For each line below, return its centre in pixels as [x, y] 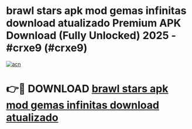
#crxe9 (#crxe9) [47, 48]
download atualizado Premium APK [94, 23]
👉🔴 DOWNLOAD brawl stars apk [87, 89]
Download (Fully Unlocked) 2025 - [91, 36]
